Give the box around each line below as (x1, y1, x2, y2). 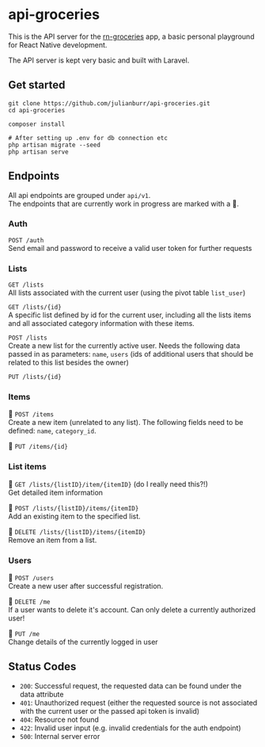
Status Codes (8, 660, 77, 673)
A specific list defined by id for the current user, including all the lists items (8, 310, 252, 320)
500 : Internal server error (19, 731, 100, 741)
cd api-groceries (8, 106, 66, 114)
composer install (8, 120, 66, 128)
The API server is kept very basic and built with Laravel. (8, 55, 190, 65)
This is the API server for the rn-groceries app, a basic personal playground (8, 32, 255, 41)
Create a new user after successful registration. (8, 582, 164, 591)
